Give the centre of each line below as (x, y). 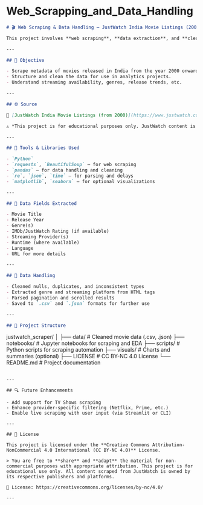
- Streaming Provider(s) (37, 237)
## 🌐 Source (22, 104)
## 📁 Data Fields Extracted (42, 203)
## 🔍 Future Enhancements (40, 390)
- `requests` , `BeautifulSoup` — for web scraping (71, 165)
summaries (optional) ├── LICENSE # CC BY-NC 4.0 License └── (89, 356)
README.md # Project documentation (53, 363)
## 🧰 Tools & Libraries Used (43, 148)
